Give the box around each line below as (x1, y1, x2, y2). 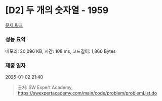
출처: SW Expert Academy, (17, 84, 73, 90)
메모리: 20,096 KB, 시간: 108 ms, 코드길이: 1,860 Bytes (5, 48, 116, 54)
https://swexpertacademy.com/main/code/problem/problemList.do (17, 90, 157, 96)
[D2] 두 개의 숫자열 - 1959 (5, 5, 109, 16)
